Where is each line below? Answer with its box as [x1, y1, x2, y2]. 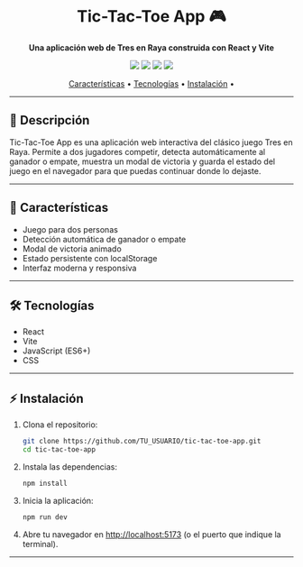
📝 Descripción [9, 113, 90, 128]
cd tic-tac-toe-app [22, 445, 96, 454]
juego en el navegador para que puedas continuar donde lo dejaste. [9, 165, 262, 176]
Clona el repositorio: [22, 419, 98, 430]
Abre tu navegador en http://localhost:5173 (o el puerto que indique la [22, 528, 281, 540]
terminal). [22, 538, 59, 549]
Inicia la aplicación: [22, 495, 94, 506]
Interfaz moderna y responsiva [22, 262, 137, 273]
